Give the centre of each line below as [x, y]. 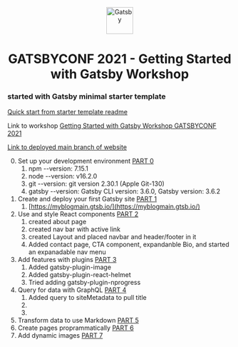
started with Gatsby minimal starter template [87, 96]
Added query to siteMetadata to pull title [88, 298]
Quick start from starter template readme [68, 112]
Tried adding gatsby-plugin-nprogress [84, 283]
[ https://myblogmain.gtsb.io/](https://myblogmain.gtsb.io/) [114, 206]
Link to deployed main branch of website [67, 147]
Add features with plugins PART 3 [67, 260]
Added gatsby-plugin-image [70, 267]
